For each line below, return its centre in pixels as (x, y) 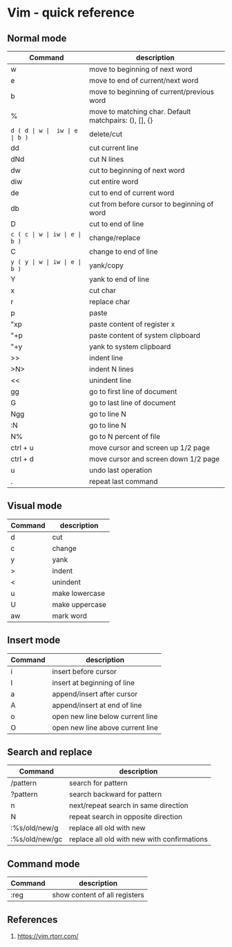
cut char (103, 290)
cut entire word (114, 181)
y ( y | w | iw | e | (46, 262)
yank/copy (107, 265)
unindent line (110, 380)
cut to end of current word (132, 193)
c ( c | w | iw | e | (46, 234)
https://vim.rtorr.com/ (48, 936)
